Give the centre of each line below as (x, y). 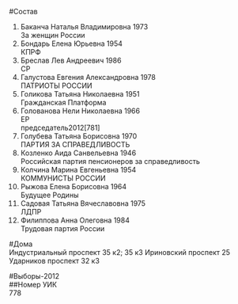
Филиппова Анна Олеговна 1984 (75, 220)
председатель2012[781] (60, 127)
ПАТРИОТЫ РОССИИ (57, 85)
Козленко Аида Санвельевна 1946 (78, 153)
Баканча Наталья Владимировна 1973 (84, 27)
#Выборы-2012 (34, 276)
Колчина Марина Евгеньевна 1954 (78, 170)
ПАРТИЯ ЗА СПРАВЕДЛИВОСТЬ (75, 144)
